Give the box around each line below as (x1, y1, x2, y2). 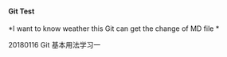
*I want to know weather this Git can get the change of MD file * (8, 24, 220, 33)
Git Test (8, 6, 35, 16)
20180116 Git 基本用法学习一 (8, 40, 101, 50)
